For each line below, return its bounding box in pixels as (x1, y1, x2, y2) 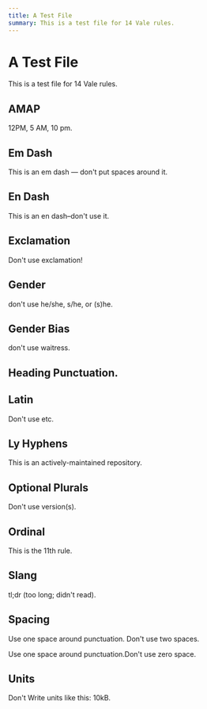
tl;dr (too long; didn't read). (8, 589, 96, 599)
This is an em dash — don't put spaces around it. (8, 167, 168, 177)
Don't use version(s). (8, 502, 77, 512)
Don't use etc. (8, 414, 54, 424)
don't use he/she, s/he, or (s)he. (8, 299, 113, 309)
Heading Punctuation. (8, 366, 119, 379)
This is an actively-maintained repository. (8, 458, 142, 467)
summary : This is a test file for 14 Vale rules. (8, 19, 175, 27)
